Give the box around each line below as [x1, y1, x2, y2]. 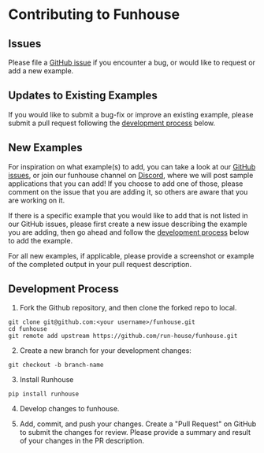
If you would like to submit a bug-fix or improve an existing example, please [8, 110, 254, 119]
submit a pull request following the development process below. [8, 118, 215, 128]
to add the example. [8, 236, 73, 245]
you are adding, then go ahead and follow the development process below [8, 227, 250, 237]
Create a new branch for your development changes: [19, 346, 191, 355]
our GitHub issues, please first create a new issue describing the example [8, 219, 247, 228]
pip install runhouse [8, 390, 80, 399]
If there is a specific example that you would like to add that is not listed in [8, 210, 248, 220]
